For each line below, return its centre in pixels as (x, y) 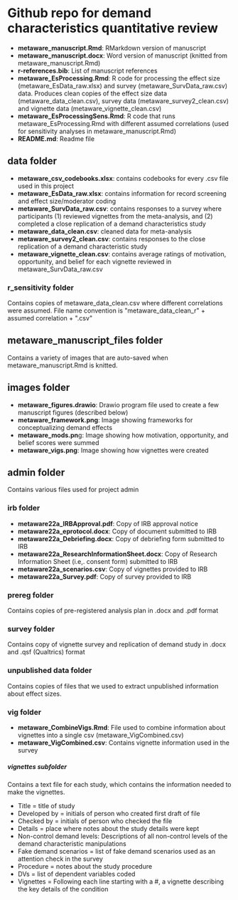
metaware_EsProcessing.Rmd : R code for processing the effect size (119, 78)
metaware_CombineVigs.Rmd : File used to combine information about (121, 727)
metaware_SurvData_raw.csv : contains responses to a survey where (120, 209)
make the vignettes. (36, 792)
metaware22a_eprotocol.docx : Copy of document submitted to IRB (117, 531)
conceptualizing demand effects (65, 427)
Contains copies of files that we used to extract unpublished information (113, 686)
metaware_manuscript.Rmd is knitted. (63, 365)
